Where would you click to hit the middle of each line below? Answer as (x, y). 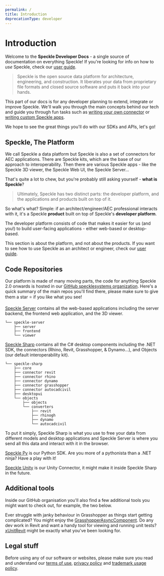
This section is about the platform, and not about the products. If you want (80, 243)
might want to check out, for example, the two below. (59, 505)
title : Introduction (26, 14)
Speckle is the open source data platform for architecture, (75, 77)
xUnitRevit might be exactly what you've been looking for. (63, 530)
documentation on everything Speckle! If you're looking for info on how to (80, 62)
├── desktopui (28, 394)
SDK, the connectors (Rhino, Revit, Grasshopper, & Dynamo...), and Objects (81, 349)
